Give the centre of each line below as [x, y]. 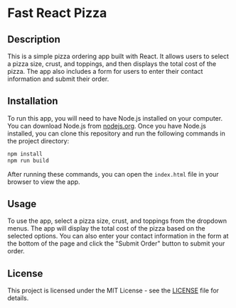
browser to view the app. [44, 182]
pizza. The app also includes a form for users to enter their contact [105, 71]
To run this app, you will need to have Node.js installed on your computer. [115, 118]
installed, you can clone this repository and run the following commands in [116, 133]
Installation [33, 101]
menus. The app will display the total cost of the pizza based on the [106, 229]
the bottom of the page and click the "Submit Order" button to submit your [116, 243]
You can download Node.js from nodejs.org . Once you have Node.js [107, 126]
